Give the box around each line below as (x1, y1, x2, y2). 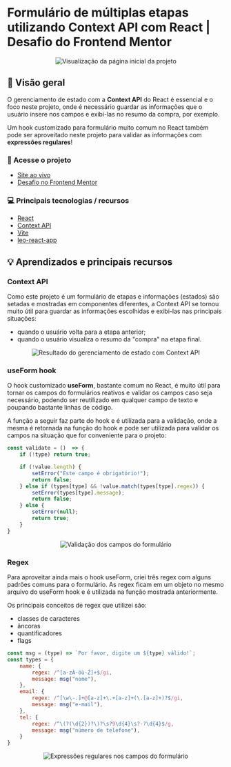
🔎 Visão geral (7, 77, 66, 89)
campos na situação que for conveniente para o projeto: (7, 431, 167, 439)
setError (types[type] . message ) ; (32, 489, 125, 496)
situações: (7, 315, 37, 323)
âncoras (17, 622, 41, 630)
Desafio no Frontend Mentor (17, 178, 98, 187)
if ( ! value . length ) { (19, 464, 81, 470)
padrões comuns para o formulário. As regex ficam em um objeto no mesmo (7, 581, 224, 588)
